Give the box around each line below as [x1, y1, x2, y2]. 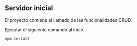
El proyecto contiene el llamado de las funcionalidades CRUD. [5, 17, 132, 23]
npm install [5, 36, 30, 41]
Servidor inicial [5, 4, 53, 12]
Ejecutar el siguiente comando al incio [5, 27, 83, 33]
